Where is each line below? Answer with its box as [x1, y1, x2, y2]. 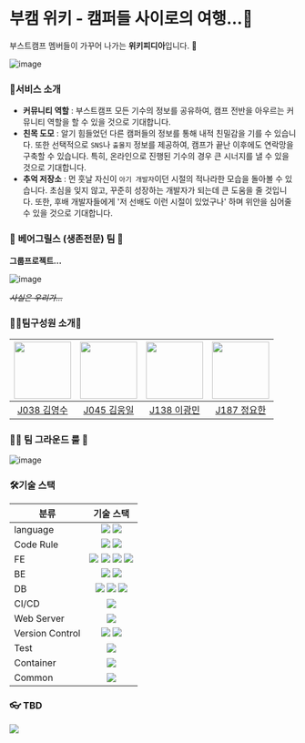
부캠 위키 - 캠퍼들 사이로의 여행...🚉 [9, 8, 253, 29]
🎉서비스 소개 [9, 83, 61, 96]
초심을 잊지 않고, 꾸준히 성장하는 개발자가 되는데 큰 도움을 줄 [49, 185, 263, 196]
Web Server [14, 612, 66, 625]
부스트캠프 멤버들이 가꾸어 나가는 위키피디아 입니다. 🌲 [9, 40, 198, 51]
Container [14, 656, 56, 669]
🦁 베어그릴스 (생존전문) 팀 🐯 [9, 233, 124, 246]
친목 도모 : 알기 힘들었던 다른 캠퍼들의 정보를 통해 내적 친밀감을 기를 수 [22, 128, 272, 139]
